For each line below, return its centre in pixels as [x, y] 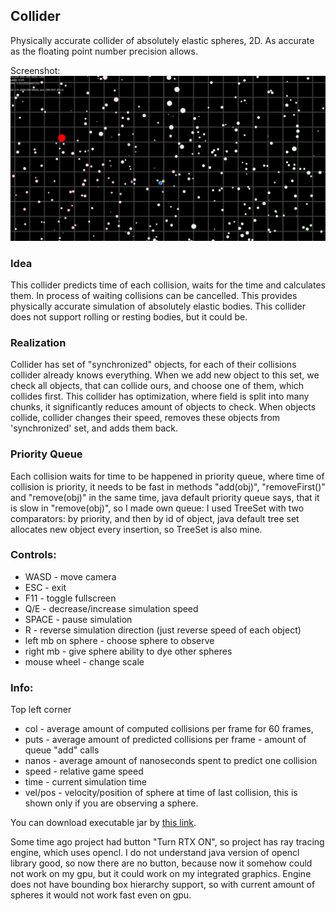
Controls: [33, 555]
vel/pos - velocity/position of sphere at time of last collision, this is [161, 793]
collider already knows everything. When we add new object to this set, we [165, 375]
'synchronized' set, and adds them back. [94, 428]
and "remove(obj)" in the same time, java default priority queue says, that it [165, 497]
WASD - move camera [70, 576]
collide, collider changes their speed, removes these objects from [145, 418]
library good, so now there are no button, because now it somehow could [161, 863]
